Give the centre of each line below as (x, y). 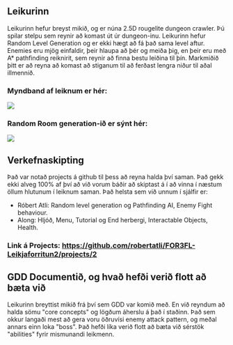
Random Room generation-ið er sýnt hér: (78, 123)
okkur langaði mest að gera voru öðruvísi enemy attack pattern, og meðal (112, 319)
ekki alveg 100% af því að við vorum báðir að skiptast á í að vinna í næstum (115, 185)
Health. (27, 228)
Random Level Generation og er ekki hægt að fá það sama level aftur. (106, 43)
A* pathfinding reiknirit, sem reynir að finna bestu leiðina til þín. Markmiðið (113, 58)
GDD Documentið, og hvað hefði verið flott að (107, 277)
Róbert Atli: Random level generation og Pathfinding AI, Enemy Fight (115, 206)
